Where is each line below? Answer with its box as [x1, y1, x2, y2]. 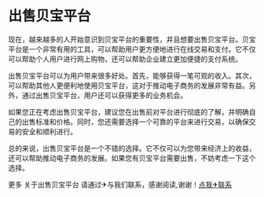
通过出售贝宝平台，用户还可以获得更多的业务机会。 [21, 90, 187, 100]
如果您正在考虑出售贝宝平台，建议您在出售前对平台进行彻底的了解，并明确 [8, 107, 249, 116]
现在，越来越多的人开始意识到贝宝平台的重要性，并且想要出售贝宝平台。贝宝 [8, 35, 256, 44]
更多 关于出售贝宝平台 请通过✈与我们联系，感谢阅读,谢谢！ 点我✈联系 [8, 180, 233, 189]
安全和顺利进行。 [21, 126, 77, 136]
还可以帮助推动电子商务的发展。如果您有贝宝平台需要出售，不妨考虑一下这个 [8, 153, 256, 162]
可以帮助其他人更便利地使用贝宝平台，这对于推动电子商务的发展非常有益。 [8, 80, 249, 90]
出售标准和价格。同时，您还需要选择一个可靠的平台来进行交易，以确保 [21, 117, 249, 126]
